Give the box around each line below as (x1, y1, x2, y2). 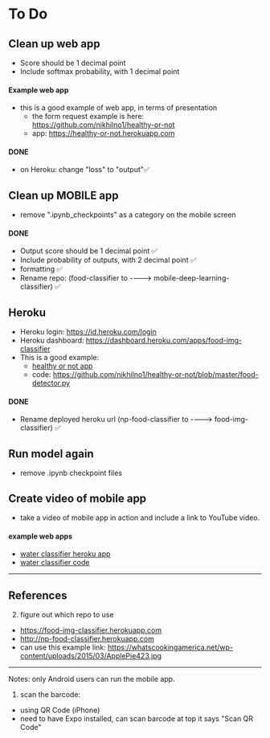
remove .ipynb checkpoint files (19, 468, 123, 478)
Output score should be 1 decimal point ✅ (19, 246, 158, 256)
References (8, 588, 67, 602)
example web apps (8, 531, 73, 541)
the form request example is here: (31, 112, 145, 121)
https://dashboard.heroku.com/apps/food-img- (85, 335, 243, 346)
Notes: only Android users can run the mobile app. (8, 674, 175, 684)
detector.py (31, 379, 71, 388)
